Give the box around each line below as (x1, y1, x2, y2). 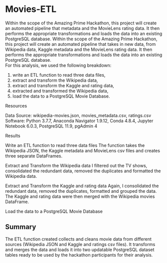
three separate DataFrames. (5, 153, 63, 159)
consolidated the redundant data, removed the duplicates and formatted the (5, 168, 161, 174)
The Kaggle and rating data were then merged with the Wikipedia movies (5, 193, 155, 199)
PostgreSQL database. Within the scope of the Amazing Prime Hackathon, (5, 36, 158, 42)
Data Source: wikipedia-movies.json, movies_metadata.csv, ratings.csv (5, 112, 152, 118)
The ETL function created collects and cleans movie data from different (5, 236, 152, 242)
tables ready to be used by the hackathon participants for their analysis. (5, 252, 153, 258)
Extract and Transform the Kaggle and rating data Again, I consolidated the (5, 183, 159, 189)
